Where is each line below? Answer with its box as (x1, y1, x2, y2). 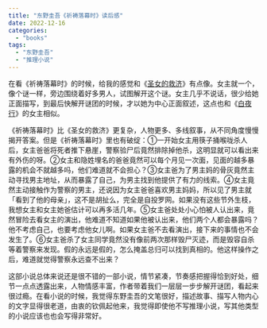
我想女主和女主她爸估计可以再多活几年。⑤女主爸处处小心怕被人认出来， (8, 204, 248, 214)
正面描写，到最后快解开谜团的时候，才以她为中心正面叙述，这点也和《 (8, 98, 238, 108)
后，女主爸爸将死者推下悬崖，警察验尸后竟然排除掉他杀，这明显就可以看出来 (8, 145, 259, 155)
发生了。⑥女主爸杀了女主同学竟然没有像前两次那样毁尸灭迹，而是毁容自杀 (8, 234, 255, 244)
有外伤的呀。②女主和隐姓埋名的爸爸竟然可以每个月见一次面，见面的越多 (8, 155, 248, 164)
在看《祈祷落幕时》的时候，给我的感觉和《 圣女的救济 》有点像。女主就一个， (8, 79, 259, 88)
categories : (8, 26, 48, 34)
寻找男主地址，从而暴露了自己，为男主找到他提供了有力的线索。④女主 (14, 175, 248, 184)
